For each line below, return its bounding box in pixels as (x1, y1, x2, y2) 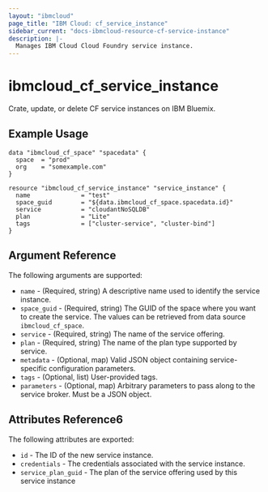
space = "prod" (15, 156, 70, 164)
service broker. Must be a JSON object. (19, 389, 152, 399)
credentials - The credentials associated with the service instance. (19, 459, 245, 468)
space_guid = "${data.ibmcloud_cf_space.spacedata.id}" (15, 198, 233, 207)
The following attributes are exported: (8, 434, 134, 444)
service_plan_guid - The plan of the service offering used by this (19, 467, 237, 477)
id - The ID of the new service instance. (19, 450, 154, 460)
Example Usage (8, 127, 89, 141)
